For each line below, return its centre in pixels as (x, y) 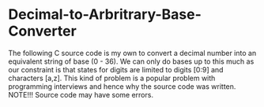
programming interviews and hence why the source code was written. (122, 86)
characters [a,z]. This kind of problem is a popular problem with (112, 78)
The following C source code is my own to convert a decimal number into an (132, 53)
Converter (42, 31)
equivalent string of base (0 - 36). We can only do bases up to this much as (131, 61)
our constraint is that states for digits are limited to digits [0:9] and (116, 69)
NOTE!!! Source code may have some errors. (81, 94)
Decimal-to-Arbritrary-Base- (105, 15)
